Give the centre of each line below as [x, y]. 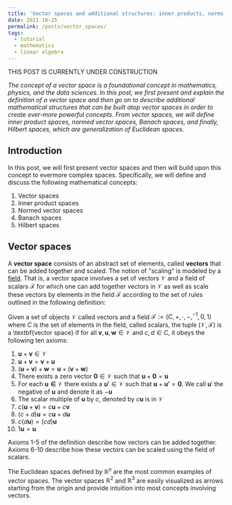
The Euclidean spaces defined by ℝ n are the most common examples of [110, 471]
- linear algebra [39, 53]
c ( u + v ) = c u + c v [44, 407]
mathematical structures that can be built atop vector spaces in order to [110, 107]
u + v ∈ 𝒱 [32, 354]
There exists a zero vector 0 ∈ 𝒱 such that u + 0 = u [93, 377]
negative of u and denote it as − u [65, 392]
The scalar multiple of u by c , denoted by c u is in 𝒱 [91, 399]
